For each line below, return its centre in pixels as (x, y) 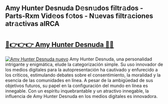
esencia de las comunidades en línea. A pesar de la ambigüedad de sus (79, 80)
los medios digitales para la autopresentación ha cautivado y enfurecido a (81, 70)
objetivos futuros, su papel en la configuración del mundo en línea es (76, 85)
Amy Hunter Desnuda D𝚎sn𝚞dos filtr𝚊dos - (74, 8)
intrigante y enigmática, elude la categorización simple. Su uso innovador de (84, 64)
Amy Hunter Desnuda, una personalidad (111, 59)
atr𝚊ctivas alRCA (32, 24)
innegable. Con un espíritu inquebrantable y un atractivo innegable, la (77, 91)
